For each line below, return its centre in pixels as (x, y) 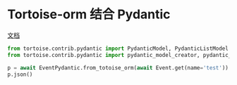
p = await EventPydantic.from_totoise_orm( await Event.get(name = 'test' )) (118, 67)
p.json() (20, 74)
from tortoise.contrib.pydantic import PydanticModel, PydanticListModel (118, 48)
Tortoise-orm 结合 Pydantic (89, 14)
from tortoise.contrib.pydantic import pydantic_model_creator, (104, 55)
